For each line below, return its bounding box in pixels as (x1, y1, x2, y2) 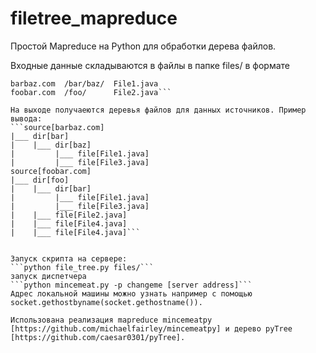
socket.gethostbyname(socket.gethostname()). (10, 297, 203, 307)
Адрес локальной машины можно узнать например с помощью (10, 288, 253, 299)
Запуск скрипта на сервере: (10, 253, 128, 264)
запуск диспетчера (10, 271, 87, 281)
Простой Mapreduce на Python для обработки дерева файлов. (10, 40, 277, 52)
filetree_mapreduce (10, 7, 178, 30)
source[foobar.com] (10, 166, 92, 176)
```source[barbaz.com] (10, 122, 105, 132)
